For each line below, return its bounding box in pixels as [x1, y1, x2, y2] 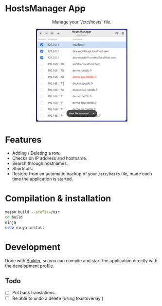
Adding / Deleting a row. [12, 150, 61, 156]
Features [5, 134, 42, 145]
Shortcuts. [12, 166, 33, 172]
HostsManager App [5, 3, 86, 14]
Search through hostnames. [12, 161, 68, 166]
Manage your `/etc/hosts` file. [52, 19, 112, 25]
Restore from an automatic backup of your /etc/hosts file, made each [12, 171, 152, 177]
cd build [5, 215, 23, 220]
